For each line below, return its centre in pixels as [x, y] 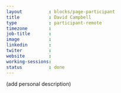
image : [29, 39]
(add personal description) [39, 84]
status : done [36, 67]
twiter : [29, 51]
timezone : [29, 28]
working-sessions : [29, 61]
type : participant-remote [54, 23]
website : [29, 56]
